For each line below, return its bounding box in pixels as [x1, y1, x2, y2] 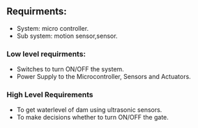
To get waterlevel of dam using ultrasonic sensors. [16, 106, 162, 114]
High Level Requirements [6, 90, 93, 100]
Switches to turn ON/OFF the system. [16, 65, 125, 73]
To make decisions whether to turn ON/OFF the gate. [16, 113, 169, 122]
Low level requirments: [6, 49, 86, 59]
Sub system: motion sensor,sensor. [16, 31, 118, 40]
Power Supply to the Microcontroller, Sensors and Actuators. [16, 73, 191, 81]
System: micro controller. [16, 24, 89, 32]
